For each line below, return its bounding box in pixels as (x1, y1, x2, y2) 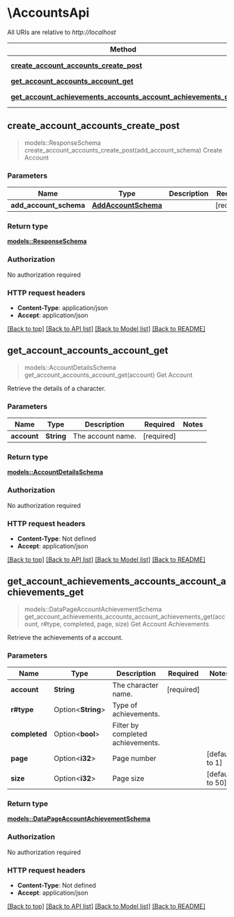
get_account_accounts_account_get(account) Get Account (24, 371, 193, 379)
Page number (112, 754, 157, 764)
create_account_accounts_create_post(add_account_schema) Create (24, 146, 223, 154)
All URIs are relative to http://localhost (7, 28, 116, 36)
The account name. (72, 431, 136, 441)
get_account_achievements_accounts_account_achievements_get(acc (24, 612, 226, 621)
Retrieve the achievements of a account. (7, 633, 123, 642)
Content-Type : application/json (17, 303, 108, 311)
